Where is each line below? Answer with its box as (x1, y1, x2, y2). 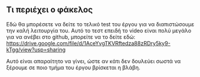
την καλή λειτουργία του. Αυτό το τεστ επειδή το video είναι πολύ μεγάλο (6, 27, 192, 34)
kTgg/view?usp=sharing (6, 46, 66, 53)
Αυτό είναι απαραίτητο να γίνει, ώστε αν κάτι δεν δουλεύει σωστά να (6, 57, 181, 64)
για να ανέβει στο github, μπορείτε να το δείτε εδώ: (6, 33, 136, 41)
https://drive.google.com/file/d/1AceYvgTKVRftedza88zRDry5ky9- (6, 39, 171, 47)
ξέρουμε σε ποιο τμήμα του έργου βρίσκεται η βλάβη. (6, 64, 141, 71)
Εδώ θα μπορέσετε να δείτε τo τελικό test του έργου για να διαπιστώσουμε (6, 20, 195, 27)
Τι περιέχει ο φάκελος (6, 5, 93, 15)
